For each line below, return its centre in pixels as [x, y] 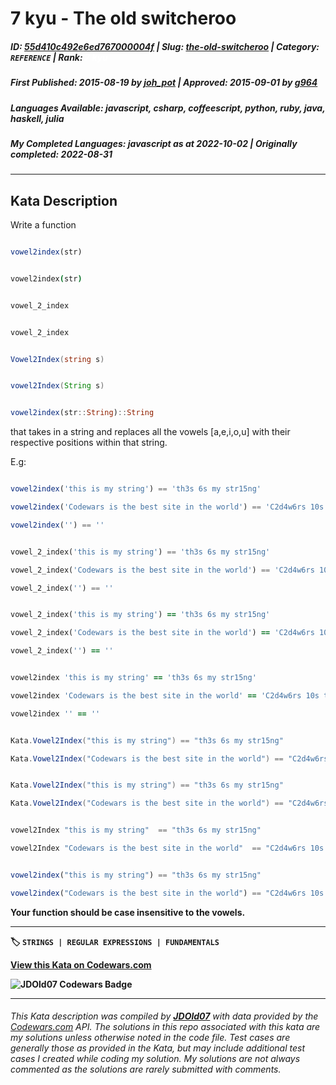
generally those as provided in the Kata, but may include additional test [157, 1048]
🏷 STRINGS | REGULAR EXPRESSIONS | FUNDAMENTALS [115, 941]
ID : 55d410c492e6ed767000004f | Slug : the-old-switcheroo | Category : [165, 46]
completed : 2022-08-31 [61, 154]
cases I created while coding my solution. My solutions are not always [155, 1059]
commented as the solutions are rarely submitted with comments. [146, 1069]
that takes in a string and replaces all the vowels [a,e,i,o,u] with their [150, 432]
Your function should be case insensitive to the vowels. [128, 912]
